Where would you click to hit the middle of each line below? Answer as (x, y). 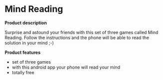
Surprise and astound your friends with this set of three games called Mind (81, 32)
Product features (23, 52)
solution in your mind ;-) (29, 42)
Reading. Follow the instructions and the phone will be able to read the (77, 38)
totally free (23, 72)
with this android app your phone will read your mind (66, 67)
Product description (26, 23)
